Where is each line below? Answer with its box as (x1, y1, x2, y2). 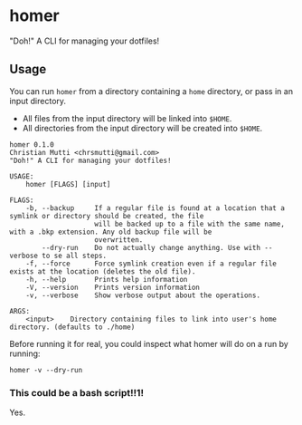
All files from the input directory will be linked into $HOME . (22, 112, 232, 123)
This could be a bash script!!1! (9, 386, 145, 399)
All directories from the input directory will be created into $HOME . (22, 122, 263, 133)
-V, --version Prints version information (25, 283, 201, 292)
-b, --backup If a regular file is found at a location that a (25, 203, 285, 213)
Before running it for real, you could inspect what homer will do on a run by (9, 338, 289, 349)
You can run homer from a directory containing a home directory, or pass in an (9, 85, 294, 96)
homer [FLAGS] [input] (25, 179, 111, 188)
